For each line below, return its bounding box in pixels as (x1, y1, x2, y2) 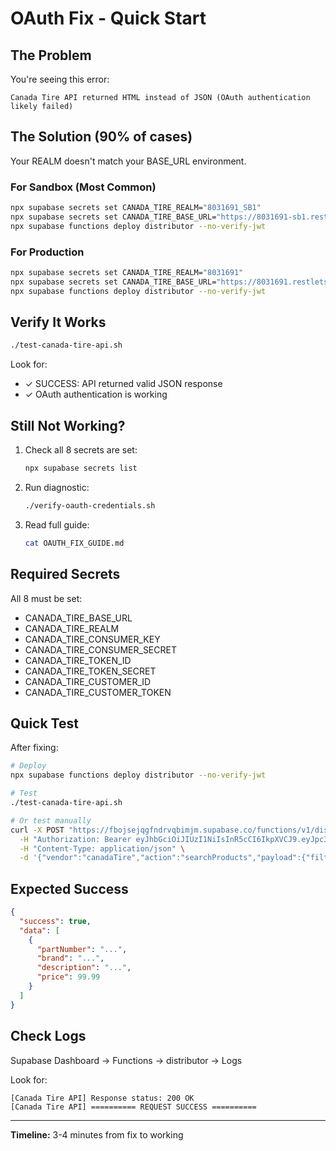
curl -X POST (10, 825, 65, 835)
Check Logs (10, 1028, 87, 1045)
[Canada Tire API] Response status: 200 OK (10, 1093, 195, 1103)
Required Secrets (10, 566, 121, 583)
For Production (10, 245, 85, 259)
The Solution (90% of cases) (10, 128, 193, 146)
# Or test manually (10, 815, 92, 826)
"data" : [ (19, 925, 60, 936)
